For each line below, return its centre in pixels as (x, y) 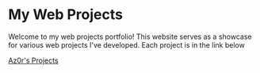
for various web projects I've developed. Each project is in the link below (127, 44)
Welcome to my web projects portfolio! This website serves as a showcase (130, 36)
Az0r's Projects (33, 60)
